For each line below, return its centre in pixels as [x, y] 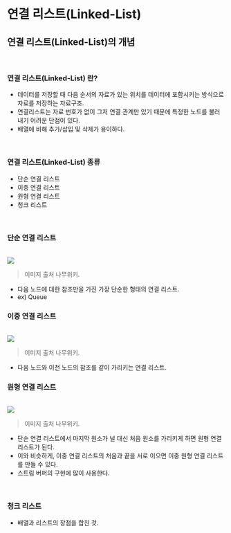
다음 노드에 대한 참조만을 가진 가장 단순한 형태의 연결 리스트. [98, 289]
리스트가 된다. [36, 447]
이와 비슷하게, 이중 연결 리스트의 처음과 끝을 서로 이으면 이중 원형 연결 [111, 456]
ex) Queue [32, 297]
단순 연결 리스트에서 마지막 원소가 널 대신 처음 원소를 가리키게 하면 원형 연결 [120, 439]
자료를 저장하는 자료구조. [50, 103]
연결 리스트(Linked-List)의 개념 [71, 42]
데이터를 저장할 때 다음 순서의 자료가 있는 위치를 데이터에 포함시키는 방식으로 [121, 95]
